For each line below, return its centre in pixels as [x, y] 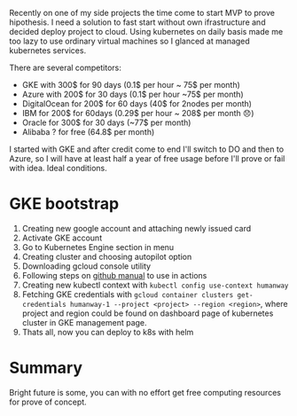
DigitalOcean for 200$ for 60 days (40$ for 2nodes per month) [137, 104]
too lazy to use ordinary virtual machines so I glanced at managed [129, 41]
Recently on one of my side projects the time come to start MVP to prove [142, 13]
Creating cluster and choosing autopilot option [107, 256]
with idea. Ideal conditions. [59, 168]
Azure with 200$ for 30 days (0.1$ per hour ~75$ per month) [133, 94]
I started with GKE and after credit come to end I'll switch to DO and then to [147, 149]
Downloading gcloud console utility [86, 266]
